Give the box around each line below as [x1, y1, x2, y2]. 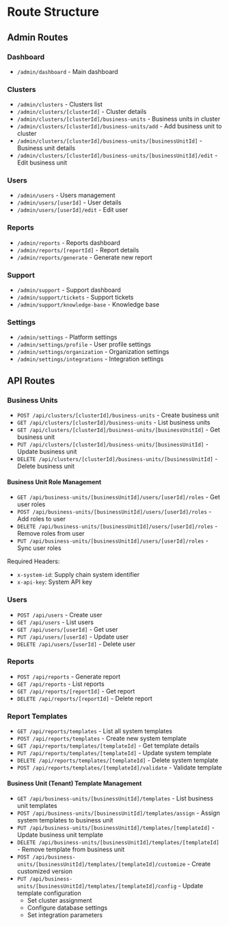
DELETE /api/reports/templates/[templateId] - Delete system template [16, 756, 219, 765]
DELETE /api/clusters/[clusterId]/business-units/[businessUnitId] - [16, 455, 218, 463]
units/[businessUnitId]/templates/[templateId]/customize [16, 862, 186, 868]
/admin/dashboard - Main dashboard [16, 67, 118, 75]
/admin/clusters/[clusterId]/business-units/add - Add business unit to [16, 122, 222, 130]
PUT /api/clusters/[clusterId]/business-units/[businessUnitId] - [16, 440, 208, 449]
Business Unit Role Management [7, 477, 102, 486]
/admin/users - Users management [16, 191, 116, 200]
